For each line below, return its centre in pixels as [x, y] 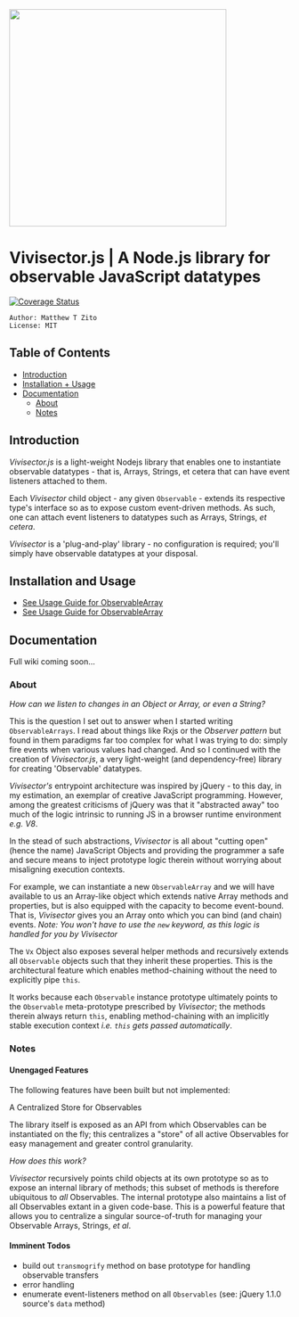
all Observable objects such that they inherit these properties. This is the [141, 961]
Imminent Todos [40, 1246]
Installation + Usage [59, 383]
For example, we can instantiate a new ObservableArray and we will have [142, 887]
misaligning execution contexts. [67, 869]
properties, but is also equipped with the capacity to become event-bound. [147, 906]
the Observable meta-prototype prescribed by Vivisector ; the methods [137, 1007]
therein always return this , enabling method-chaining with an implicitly [139, 1017]
